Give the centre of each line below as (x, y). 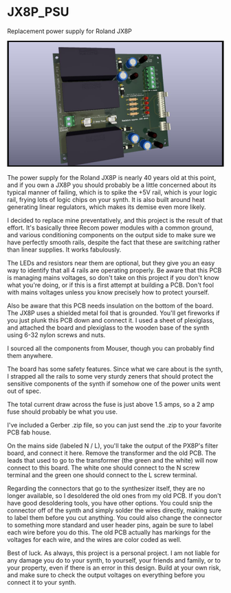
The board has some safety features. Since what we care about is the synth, (115, 369)
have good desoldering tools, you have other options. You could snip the (110, 503)
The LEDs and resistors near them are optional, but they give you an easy (111, 263)
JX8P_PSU (38, 12)
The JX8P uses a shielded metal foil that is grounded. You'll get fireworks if (113, 313)
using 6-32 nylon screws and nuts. (56, 335)
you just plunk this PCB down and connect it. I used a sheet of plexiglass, (111, 321)
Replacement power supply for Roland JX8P (70, 31)
